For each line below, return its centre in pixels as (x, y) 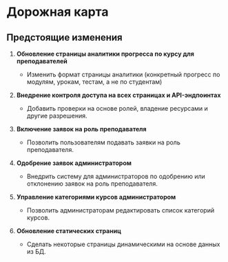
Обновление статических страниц (69, 231)
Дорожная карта (58, 12)
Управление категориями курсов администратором (96, 197)
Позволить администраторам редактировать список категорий (121, 210)
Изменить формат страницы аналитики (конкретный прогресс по (123, 74)
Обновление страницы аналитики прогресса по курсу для (105, 54)
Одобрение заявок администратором (74, 163)
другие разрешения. (57, 116)
